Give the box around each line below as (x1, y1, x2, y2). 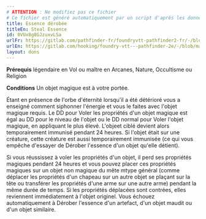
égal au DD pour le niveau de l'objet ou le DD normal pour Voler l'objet (6, 115, 184, 123)
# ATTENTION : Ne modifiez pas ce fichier (6, 9, 116, 15)
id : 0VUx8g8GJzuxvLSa (6, 32, 62, 38)
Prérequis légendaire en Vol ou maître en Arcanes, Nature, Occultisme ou (6, 66, 193, 73)
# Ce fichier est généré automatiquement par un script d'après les (6, 15, 185, 21)
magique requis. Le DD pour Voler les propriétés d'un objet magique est (6, 109, 188, 117)
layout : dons (6, 49, 40, 55)
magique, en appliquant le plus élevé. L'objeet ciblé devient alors (6, 122, 170, 129)
